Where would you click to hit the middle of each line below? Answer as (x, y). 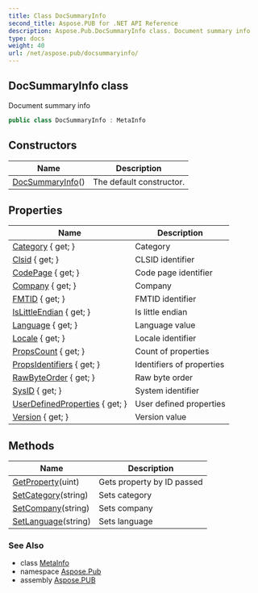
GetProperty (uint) (46, 482)
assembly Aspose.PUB (58, 580)
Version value (161, 417)
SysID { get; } (37, 390)
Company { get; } (44, 286)
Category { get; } (44, 247)
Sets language (126, 521)
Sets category (125, 495)
